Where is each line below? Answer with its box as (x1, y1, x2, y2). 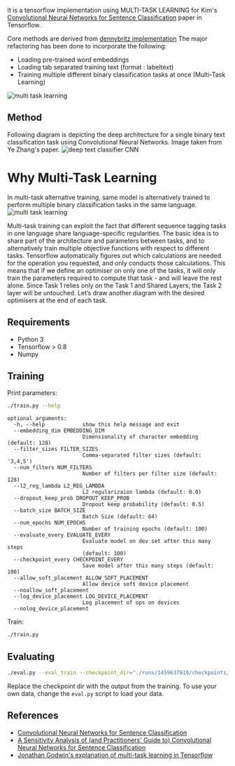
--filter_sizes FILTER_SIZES (13, 445, 99, 453)
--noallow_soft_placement (13, 587, 90, 594)
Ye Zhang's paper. (7, 145, 60, 154)
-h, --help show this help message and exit (13, 421, 180, 429)
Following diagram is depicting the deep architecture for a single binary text (7, 130, 225, 139)
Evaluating (7, 650, 55, 662)
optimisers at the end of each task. (7, 296, 108, 304)
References (7, 710, 59, 722)
